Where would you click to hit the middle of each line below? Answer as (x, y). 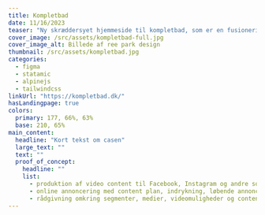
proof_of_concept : (46, 162)
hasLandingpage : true (44, 103)
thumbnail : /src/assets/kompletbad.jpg (74, 52)
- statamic (33, 74)
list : (32, 177)
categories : (28, 60)
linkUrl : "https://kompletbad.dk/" (67, 96)
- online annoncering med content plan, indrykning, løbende (132, 191)
